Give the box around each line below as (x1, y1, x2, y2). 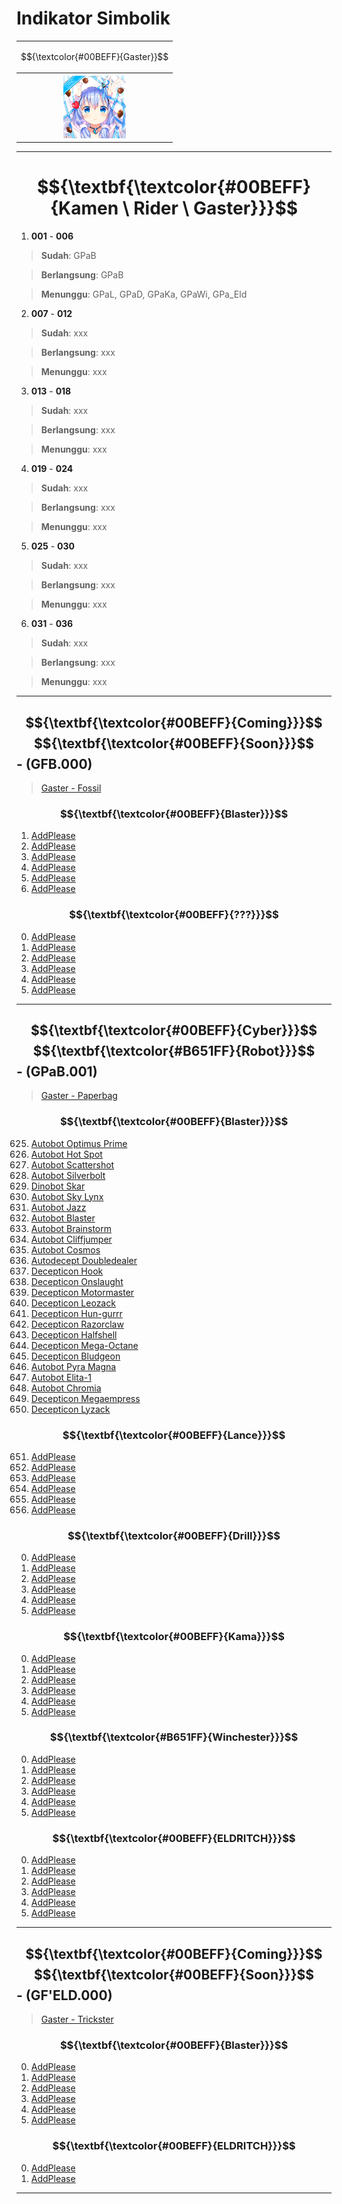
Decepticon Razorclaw (30, 1318, 124, 1330)
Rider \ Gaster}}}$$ (133, 197, 299, 220)
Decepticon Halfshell (30, 1328, 118, 1341)
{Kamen (49, 197, 119, 220)
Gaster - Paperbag (40, 1090, 118, 1102)
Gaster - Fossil (40, 782, 102, 794)
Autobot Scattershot (30, 1158, 115, 1171)
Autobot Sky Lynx (30, 1190, 104, 1202)
